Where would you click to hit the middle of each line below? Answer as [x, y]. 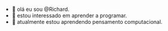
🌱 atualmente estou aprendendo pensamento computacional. [87, 22]
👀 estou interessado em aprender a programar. [69, 15]
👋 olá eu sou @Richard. [41, 9]
